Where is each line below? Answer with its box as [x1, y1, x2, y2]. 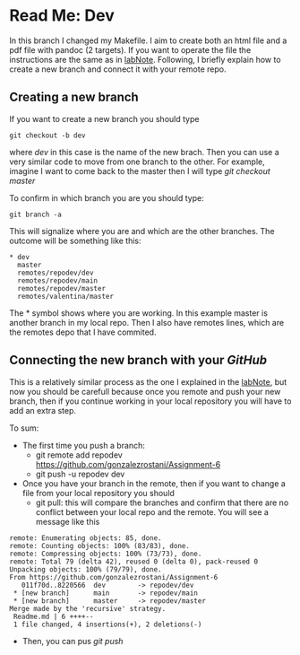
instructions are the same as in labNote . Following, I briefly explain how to [9, 54, 281, 65]
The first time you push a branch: [21, 440, 146, 450]
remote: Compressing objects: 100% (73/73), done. [9, 549, 202, 558]
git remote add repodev [35, 450, 123, 460]
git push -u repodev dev [35, 468, 125, 479]
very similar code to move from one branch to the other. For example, [9, 156, 266, 167]
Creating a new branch [9, 90, 139, 105]
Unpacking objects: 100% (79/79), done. [9, 564, 163, 574]
